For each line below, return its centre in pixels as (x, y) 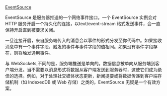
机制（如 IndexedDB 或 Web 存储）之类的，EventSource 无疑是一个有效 (83, 82)
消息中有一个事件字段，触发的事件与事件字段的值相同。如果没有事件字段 (79, 47)
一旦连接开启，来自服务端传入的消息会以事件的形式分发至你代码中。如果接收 (83, 40)
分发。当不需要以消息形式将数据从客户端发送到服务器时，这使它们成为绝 (88, 70)
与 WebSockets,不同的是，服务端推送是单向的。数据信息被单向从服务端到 (80, 63)
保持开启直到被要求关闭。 (31, 30)
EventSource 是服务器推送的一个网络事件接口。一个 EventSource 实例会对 (81, 17)
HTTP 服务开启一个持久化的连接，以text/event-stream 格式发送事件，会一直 (83, 24)
